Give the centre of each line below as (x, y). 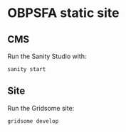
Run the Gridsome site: (41, 108)
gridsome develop (33, 121)
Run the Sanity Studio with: (47, 56)
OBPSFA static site (63, 13)
